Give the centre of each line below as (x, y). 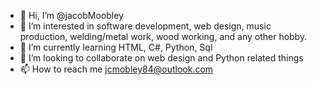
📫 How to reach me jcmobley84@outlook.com (116, 69)
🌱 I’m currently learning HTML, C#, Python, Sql (116, 47)
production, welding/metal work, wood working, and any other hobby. (163, 36)
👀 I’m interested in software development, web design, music (145, 26)
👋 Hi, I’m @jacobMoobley (71, 15)
